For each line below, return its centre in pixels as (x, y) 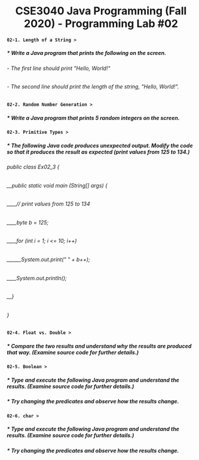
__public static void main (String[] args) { (57, 185)
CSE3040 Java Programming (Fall (101, 11)
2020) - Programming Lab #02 (101, 24)
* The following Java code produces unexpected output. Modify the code (100, 145)
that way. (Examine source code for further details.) (73, 352)
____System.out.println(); (37, 278)
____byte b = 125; (28, 222)
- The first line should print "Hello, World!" (59, 68)
